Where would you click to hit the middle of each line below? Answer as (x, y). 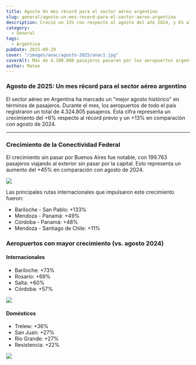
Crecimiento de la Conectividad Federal (63, 144)
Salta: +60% (29, 283)
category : (18, 28)
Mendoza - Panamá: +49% (47, 216)
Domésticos (21, 313)
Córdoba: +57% (34, 289)
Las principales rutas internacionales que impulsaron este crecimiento (90, 192)
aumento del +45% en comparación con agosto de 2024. (75, 170)
